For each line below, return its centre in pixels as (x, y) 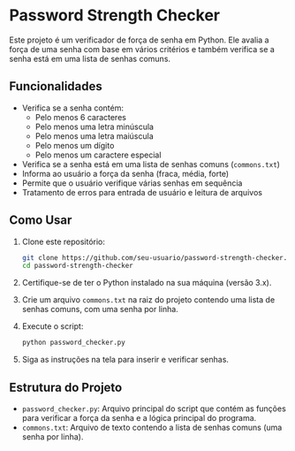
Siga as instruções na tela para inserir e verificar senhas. (125, 360)
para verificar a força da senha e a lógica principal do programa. (139, 418)
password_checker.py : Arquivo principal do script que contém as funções (154, 409)
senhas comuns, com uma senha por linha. (100, 310)
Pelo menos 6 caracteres (80, 117)
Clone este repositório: (64, 241)
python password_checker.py (73, 343)
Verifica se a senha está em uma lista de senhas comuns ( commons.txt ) (151, 164)
